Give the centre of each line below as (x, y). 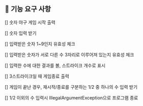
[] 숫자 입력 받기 (21, 33)
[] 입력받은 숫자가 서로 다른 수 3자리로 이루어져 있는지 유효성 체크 (69, 54)
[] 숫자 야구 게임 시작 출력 (30, 22)
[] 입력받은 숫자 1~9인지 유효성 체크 (40, 44)
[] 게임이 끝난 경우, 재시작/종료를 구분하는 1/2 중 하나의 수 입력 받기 (71, 87)
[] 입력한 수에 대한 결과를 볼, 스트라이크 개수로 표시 (55, 65)
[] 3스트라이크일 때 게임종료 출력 (37, 76)
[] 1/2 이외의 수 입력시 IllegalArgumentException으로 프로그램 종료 (71, 97)
